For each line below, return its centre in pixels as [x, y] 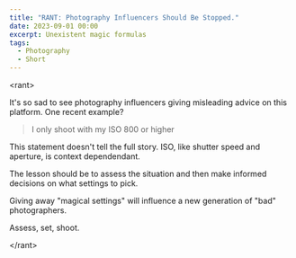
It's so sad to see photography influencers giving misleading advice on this [148, 102]
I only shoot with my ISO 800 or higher [103, 129]
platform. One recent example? [67, 112]
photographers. [38, 210]
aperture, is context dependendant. [75, 156]
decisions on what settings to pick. [74, 183]
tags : [19, 43]
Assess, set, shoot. [45, 227]
